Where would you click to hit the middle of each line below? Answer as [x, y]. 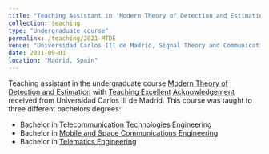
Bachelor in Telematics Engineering [78, 141]
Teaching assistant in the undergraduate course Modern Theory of [118, 83]
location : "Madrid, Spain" [53, 61]
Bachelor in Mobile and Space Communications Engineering [119, 132]
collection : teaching [44, 23]
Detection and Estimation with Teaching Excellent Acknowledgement [121, 91]
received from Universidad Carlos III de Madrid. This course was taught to [130, 100]
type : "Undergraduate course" [59, 30]
